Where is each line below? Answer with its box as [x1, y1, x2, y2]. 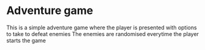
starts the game [6, 37, 46, 44]
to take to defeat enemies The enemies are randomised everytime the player [6, 30, 199, 37]
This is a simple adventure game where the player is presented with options [6, 24, 197, 31]
